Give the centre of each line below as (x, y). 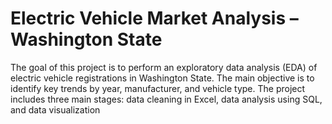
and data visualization (55, 109)
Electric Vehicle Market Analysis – (154, 18)
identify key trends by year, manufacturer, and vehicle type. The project (158, 88)
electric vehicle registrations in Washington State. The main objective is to (162, 78)
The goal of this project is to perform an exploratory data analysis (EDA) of (164, 67)
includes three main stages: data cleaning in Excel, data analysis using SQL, (166, 99)
